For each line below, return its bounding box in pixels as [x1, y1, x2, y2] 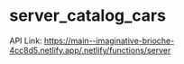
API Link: [9, 35, 42, 46]
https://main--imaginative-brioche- [43, 35, 175, 46]
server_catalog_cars [9, 5, 167, 26]
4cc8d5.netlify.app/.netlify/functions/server [9, 44, 171, 55]
